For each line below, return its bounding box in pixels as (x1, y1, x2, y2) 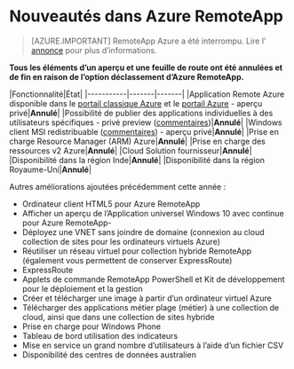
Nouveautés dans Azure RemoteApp (9, 6, 284, 27)
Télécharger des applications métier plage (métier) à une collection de (21, 302, 280, 312)
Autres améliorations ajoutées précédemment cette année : (9, 181, 226, 192)
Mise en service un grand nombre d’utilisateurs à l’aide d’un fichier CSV (21, 340, 284, 350)
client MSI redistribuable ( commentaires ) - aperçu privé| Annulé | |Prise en (9, 126, 280, 137)
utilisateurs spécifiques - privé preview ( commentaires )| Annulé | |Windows (9, 117, 282, 128)
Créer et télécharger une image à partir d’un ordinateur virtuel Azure (21, 293, 273, 303)
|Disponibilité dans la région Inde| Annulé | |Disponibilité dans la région (9, 154, 265, 165)
